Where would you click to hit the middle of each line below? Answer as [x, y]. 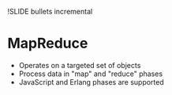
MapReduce [48, 44]
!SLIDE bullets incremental [50, 11]
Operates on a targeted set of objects [80, 65]
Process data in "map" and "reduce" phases [91, 74]
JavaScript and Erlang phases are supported [92, 82]
